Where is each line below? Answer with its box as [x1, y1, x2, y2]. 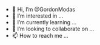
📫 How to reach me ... [12, 32, 68, 39]
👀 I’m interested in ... [12, 12, 64, 19]
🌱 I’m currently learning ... [12, 19, 77, 26]
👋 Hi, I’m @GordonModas [12, 6, 76, 13]
